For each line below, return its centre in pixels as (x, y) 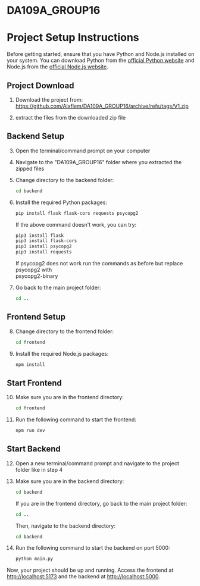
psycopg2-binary (37, 276)
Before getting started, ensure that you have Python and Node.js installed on (101, 54)
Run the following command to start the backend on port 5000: (93, 548)
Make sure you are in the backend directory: (70, 481)
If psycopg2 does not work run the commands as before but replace (99, 263)
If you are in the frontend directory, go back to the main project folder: (101, 503)
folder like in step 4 (39, 469)
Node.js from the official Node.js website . (58, 67)
